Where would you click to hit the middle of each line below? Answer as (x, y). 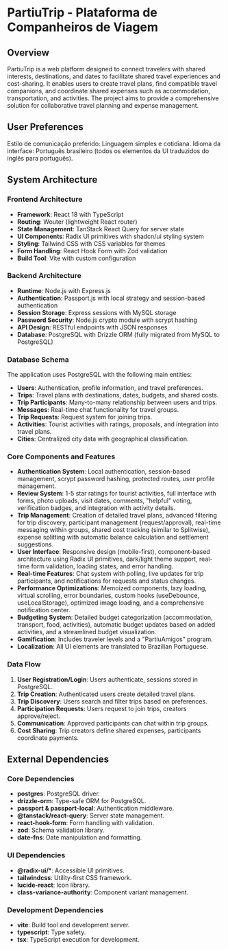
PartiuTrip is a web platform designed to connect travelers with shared (106, 69)
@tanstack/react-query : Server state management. (91, 815)
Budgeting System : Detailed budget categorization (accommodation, (115, 617)
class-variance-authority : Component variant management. (103, 892)
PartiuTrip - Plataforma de (82, 13)
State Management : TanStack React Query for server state (101, 229)
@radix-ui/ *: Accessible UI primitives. (71, 870)
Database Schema (38, 360)
